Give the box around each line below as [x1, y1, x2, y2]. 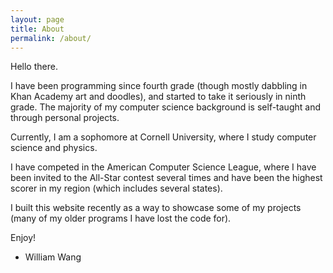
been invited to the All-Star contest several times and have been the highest [10, 172, 323, 184]
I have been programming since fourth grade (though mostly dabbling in [10, 80, 308, 92]
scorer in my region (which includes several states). [10, 182, 223, 195]
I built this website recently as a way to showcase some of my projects [10, 202, 302, 214]
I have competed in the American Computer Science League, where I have [10, 161, 317, 173]
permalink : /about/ [10, 33, 92, 43]
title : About [10, 24, 65, 34]
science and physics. [10, 142, 98, 154]
